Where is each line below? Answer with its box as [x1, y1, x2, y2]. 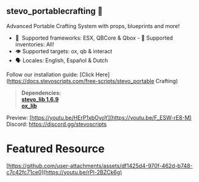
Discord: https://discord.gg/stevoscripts [6, 120, 107, 128]
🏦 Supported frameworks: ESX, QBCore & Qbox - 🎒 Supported [15, 34, 173, 42]
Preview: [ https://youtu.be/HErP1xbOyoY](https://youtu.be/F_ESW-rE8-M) [6, 114, 192, 121]
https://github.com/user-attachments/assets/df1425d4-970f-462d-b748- [8, 162, 194, 169]
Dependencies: [21, 89, 61, 96]
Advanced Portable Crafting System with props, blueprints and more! [6, 22, 180, 29]
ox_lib [21, 102, 37, 109]
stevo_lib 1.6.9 [21, 95, 59, 103]
